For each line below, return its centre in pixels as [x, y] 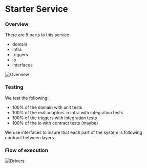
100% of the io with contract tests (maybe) [55, 123]
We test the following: [27, 98]
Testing [14, 87]
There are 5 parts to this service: [38, 35]
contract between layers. [30, 137]
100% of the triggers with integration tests [54, 118]
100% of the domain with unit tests [47, 107]
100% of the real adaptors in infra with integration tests [67, 112]
